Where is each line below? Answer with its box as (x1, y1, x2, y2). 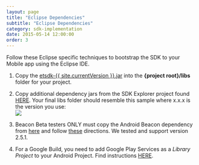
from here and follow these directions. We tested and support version (15, 127, 189, 134)
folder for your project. (15, 78, 72, 86)
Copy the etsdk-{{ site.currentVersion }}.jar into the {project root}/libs (15, 72, 191, 79)
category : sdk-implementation (6, 25, 83, 32)
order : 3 (6, 37, 28, 43)
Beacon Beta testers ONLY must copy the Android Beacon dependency (15, 121, 193, 128)
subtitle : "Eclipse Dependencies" (6, 20, 94, 26)
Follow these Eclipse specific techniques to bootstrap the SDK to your (6, 54, 180, 61)
